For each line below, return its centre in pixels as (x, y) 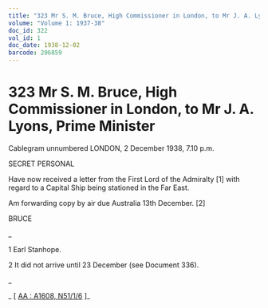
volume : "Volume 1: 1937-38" (57, 23)
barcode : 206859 (35, 53)
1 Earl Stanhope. (35, 249)
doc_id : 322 (28, 30)
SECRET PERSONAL (41, 164)
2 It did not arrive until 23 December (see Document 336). (104, 265)
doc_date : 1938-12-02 (44, 45)
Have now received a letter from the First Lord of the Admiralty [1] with (124, 179)
